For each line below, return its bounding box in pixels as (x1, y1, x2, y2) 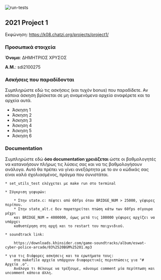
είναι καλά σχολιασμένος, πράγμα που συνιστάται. (5, 172, 109, 177)
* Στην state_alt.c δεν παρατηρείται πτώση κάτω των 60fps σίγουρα (14, 207, 153, 211)
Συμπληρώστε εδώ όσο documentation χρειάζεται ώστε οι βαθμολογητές (5, 156, 156, 162)
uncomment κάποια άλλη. (5, 270, 53, 275)
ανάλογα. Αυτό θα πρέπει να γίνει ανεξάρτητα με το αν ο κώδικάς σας (5, 166, 149, 172)
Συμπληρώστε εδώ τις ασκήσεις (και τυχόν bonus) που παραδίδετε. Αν (5, 87, 148, 93)
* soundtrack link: (5, 232, 45, 237)
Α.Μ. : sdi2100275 (5, 64, 41, 70)
